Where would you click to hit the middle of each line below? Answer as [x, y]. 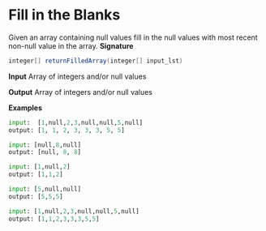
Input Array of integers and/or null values [77, 76]
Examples [26, 108]
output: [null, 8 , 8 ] [45, 152]
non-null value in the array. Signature [71, 45]
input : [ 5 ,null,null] [45, 189]
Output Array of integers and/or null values [80, 92]
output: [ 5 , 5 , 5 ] [36, 196]
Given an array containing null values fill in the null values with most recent [133, 37]
